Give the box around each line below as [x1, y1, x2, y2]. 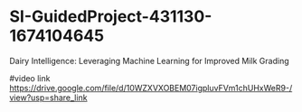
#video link [9, 72, 51, 83]
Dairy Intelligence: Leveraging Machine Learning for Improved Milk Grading [9, 55, 289, 66]
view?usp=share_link [9, 92, 88, 103]
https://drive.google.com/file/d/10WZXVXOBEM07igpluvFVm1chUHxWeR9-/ [9, 82, 293, 93]
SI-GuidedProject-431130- [9, 6, 212, 27]
